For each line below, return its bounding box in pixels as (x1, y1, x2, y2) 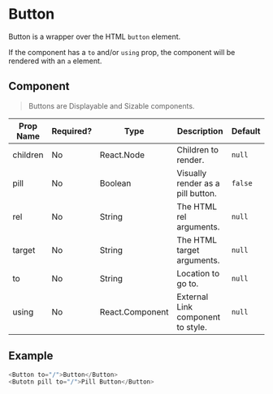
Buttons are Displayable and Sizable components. (28, 101, 195, 110)
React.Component (99, 306, 169, 317)
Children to (176, 143, 219, 155)
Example (8, 349, 54, 363)
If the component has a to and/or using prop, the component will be (8, 47, 236, 57)
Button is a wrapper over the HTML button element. (8, 32, 181, 41)
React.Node (99, 149, 145, 161)
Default (231, 125, 261, 136)
